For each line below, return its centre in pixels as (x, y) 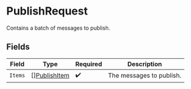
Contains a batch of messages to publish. (58, 28)
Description (145, 64)
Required (89, 64)
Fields (18, 47)
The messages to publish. (144, 76)
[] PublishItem (50, 76)
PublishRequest (47, 11)
